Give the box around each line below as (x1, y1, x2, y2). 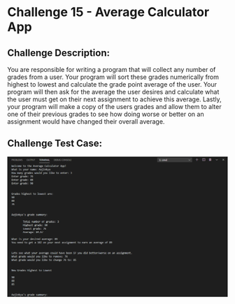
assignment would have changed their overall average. (7, 117, 165, 126)
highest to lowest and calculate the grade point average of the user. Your (7, 80, 218, 88)
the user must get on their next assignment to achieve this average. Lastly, (7, 95, 222, 103)
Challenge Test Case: (7, 138, 103, 150)
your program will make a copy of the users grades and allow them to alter (7, 103, 222, 110)
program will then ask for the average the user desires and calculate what (7, 88, 220, 96)
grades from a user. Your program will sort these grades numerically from (7, 73, 219, 81)
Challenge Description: (7, 47, 111, 59)
